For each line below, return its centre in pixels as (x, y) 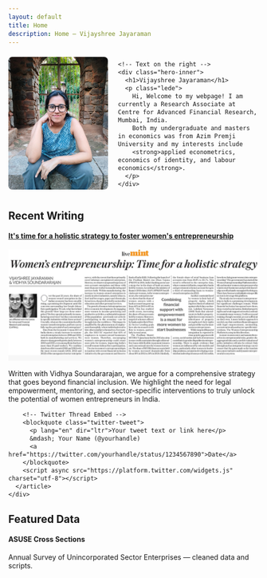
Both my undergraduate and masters (191, 129)
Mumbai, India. (143, 121)
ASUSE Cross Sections (47, 540)
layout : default (35, 17)
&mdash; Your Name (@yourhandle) (85, 439)
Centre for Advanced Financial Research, (188, 113)
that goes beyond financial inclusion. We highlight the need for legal (120, 382)
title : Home (28, 25)
